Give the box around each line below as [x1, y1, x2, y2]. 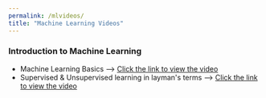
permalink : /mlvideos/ [8, 11, 84, 20]
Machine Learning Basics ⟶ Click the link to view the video [19, 63, 219, 73]
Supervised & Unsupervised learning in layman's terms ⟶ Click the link [19, 72, 259, 82]
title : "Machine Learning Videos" [8, 19, 125, 27]
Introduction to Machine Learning [8, 46, 142, 57]
